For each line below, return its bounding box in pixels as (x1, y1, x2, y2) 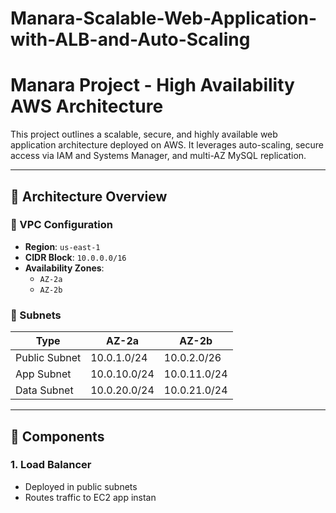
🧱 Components (10, 428, 105, 445)
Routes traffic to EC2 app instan (24, 491, 157, 503)
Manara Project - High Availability (10, 74, 295, 97)
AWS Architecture (10, 95, 164, 118)
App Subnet (15, 367, 72, 381)
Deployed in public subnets (24, 480, 138, 492)
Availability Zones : (24, 262, 105, 274)
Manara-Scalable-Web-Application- (10, 7, 318, 30)
